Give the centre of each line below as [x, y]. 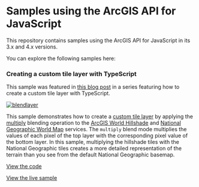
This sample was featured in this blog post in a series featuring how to [93, 87]
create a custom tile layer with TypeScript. [58, 93]
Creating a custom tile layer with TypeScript [71, 74]
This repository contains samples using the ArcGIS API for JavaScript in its [98, 40]
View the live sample [32, 178]
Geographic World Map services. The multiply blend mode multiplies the [97, 129]
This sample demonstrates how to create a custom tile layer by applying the [100, 117]
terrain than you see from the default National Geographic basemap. [91, 155]
